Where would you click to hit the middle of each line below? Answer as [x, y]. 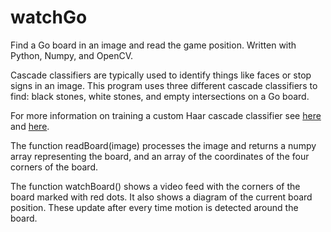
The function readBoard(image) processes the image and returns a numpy [163, 145]
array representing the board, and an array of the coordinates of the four [160, 156]
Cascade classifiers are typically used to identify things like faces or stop [161, 75]
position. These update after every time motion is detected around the [154, 207]
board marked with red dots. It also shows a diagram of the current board [161, 197]
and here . [30, 126]
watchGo [49, 17]
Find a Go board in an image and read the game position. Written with [153, 45]
